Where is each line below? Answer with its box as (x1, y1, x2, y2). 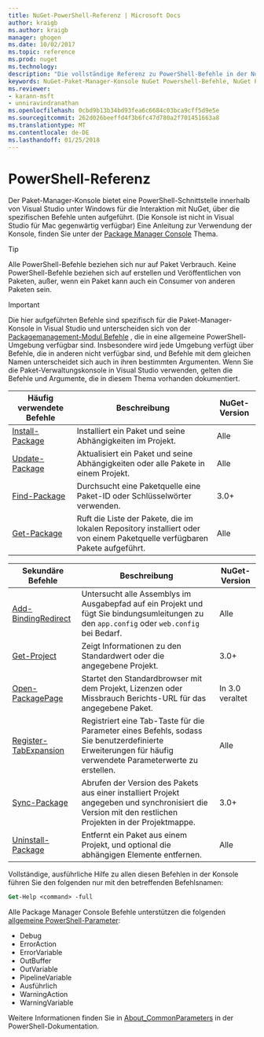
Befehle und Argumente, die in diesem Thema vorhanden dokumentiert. (8, 374, 240, 383)
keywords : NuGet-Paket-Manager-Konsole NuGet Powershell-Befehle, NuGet (8, 77, 251, 85)
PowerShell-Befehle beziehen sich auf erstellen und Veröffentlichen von (8, 269, 241, 278)
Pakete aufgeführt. (76, 543, 146, 554)
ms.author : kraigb (8, 26, 68, 34)
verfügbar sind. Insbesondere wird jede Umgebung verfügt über (46, 340, 254, 350)
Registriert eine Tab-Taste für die (81, 716, 205, 727)
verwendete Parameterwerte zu (81, 755, 199, 766)
